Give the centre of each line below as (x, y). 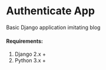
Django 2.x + (30, 54)
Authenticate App (51, 11)
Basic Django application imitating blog (53, 27)
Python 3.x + (30, 61)
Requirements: (24, 41)
